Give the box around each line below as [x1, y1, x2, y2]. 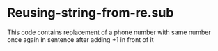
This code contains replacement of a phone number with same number [7, 28, 211, 36]
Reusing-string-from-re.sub [7, 5, 174, 21]
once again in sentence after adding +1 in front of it [7, 35, 155, 43]
